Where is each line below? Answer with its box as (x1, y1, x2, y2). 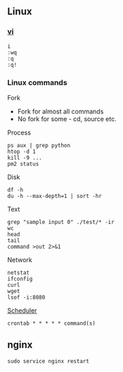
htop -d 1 (7, 148, 37, 155)
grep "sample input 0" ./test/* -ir (7, 218, 115, 225)
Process (7, 128, 32, 137)
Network (7, 255, 33, 263)
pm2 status (7, 160, 39, 168)
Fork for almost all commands (17, 107, 104, 116)
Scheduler (7, 306, 37, 314)
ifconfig (7, 275, 33, 283)
